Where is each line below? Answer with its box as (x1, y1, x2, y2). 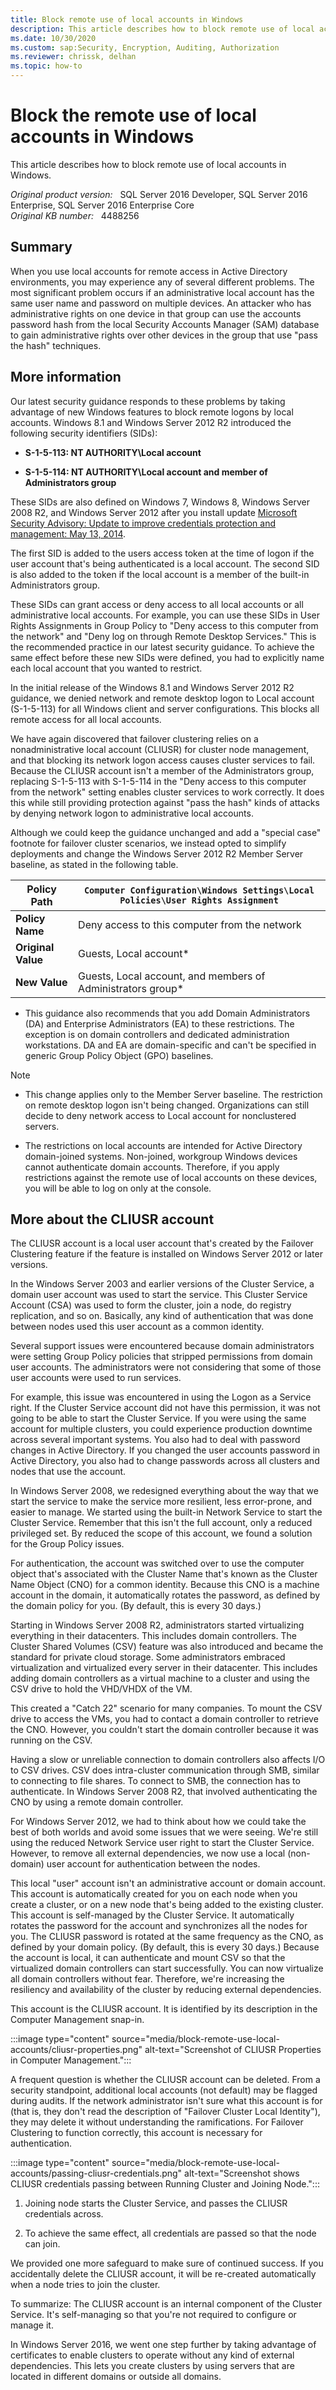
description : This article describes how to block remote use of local (10, 24, 315, 34)
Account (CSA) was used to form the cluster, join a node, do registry (10, 1299, 292, 1311)
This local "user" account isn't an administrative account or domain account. (10, 1877, 326, 1890)
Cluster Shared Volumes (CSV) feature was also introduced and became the (10, 1641, 324, 1653)
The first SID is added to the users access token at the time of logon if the (10, 547, 315, 559)
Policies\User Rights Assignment (119, 894, 279, 906)
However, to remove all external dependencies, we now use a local (10, 1847, 286, 1860)
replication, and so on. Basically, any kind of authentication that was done (10, 1310, 314, 1322)
